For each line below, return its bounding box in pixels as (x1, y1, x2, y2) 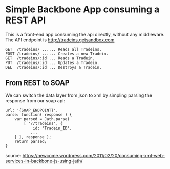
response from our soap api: (5, 97, 66, 103)
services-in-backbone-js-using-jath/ (5, 158, 83, 164)
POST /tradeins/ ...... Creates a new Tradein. (5, 51, 109, 56)
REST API (5, 14, 46, 26)
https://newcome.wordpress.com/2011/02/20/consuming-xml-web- (22, 152, 165, 158)
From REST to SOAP (5, 78, 70, 88)
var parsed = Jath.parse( (14, 116, 70, 121)
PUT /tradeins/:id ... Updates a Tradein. (5, 60, 100, 65)
